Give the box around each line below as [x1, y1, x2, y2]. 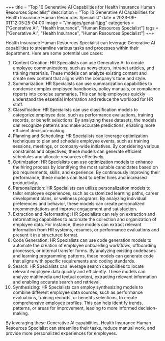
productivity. [12, 180, 39, 186]
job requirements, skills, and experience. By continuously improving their [12, 170, 160, 175]
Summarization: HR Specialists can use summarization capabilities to [12, 81, 153, 86]
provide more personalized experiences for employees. [5, 330, 117, 336]
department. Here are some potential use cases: [5, 50, 104, 56]
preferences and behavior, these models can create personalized [12, 201, 145, 206]
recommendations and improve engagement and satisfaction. [12, 206, 137, 212]
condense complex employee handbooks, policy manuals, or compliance [12, 86, 161, 91]
